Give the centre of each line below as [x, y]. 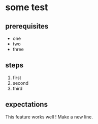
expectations [27, 104]
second [21, 83]
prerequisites [27, 26]
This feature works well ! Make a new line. [49, 117]
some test [27, 7]
